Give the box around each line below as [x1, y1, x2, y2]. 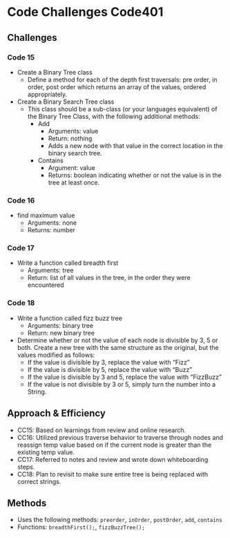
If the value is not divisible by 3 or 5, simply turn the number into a [27, 380, 216, 388]
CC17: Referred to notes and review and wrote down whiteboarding [17, 455, 209, 463]
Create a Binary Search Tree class [17, 98, 115, 106]
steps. [17, 463, 35, 471]
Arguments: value [48, 127, 99, 135]
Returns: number [27, 226, 76, 234]
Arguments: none [27, 219, 77, 227]
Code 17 [7, 243, 35, 253]
